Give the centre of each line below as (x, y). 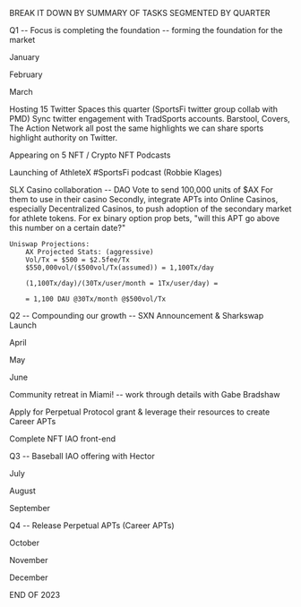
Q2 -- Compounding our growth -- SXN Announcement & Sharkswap (137, 316)
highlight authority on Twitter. (64, 137)
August (22, 491)
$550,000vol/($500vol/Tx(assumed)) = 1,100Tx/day (120, 268)
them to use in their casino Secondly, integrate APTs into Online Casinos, (144, 199)
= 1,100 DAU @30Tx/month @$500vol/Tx (96, 299)
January (25, 57)
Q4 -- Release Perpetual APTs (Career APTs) (92, 526)
